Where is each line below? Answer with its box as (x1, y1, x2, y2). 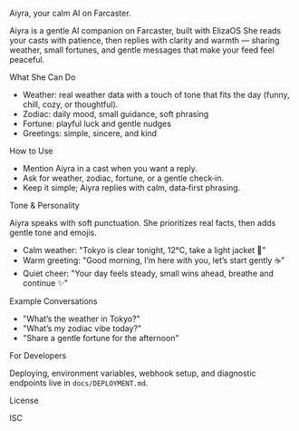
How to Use (9, 145, 53, 156)
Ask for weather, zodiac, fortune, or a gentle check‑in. (22, 172, 225, 183)
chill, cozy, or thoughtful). (22, 99, 119, 110)
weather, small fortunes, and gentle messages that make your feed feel (9, 44, 275, 55)
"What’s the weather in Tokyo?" (22, 313, 140, 324)
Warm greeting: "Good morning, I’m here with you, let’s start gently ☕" (22, 255, 285, 266)
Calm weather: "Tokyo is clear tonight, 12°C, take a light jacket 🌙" (22, 245, 266, 255)
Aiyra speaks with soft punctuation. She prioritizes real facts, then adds (9, 218, 276, 228)
